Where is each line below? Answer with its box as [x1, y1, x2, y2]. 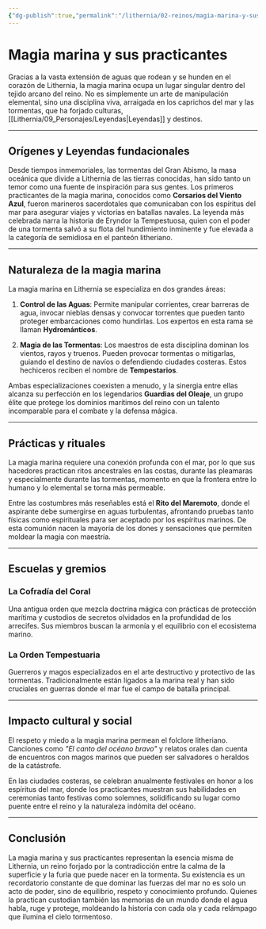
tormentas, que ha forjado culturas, [8, 105, 124, 115]
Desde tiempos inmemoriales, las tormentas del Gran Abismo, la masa [8, 166, 237, 175]
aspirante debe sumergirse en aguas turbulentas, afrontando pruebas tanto [8, 507, 254, 516]
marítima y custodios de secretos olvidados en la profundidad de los [8, 612, 232, 622]
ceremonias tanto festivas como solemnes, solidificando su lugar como [8, 793, 241, 802]
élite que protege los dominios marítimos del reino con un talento [8, 398, 220, 407]
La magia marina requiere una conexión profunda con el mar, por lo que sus [8, 457, 256, 467]
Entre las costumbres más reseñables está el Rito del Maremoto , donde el [8, 499, 250, 507]
